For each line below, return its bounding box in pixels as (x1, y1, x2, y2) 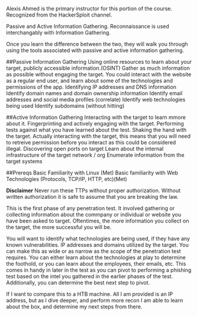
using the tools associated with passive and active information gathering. (6, 47, 185, 54)
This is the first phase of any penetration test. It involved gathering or (6, 205, 175, 212)
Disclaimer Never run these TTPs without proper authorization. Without (6, 187, 180, 194)
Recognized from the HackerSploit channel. (6, 11, 112, 18)
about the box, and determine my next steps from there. (6, 303, 143, 310)
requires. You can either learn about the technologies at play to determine (6, 254, 186, 261)
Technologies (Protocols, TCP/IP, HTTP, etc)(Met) (6, 176, 127, 182)
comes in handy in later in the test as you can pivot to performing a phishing (6, 266, 192, 273)
